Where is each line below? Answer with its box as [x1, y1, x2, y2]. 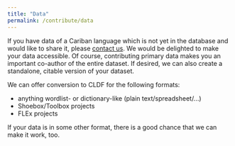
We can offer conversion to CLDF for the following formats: [7, 80, 180, 89]
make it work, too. [7, 130, 60, 139]
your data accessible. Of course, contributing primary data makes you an [7, 51, 222, 60]
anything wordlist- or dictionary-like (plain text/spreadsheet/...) [17, 94, 202, 103]
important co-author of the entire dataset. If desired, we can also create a [7, 59, 223, 67]
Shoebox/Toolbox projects [17, 101, 95, 110]
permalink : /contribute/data [7, 17, 94, 24]
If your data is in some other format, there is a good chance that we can [7, 123, 217, 131]
